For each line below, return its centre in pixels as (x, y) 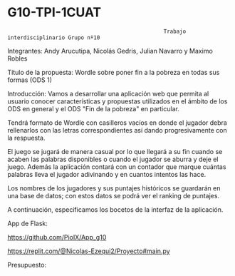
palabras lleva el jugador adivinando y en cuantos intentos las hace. (107, 174)
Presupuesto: (27, 265)
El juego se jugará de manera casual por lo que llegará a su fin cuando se (115, 151)
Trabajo (175, 31)
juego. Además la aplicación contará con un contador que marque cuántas (117, 167)
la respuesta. (26, 138)
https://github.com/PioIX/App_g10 (57, 237)
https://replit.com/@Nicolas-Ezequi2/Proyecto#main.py (89, 251)
